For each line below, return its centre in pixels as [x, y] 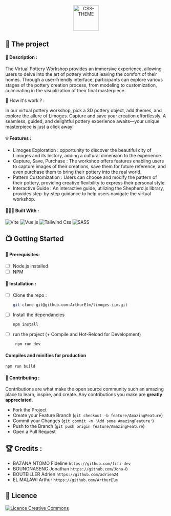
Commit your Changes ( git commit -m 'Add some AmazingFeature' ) [83, 421]
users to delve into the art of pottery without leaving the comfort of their [81, 74]
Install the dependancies [39, 315]
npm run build [20, 366]
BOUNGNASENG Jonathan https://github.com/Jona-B [70, 468]
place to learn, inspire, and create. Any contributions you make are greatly [84, 395]
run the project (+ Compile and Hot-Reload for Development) [77, 334]
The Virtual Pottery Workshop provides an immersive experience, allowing [83, 69]
